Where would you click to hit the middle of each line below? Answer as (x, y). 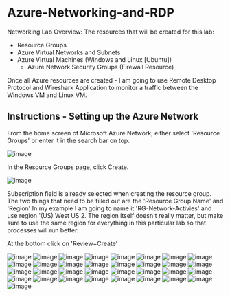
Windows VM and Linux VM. (47, 95)
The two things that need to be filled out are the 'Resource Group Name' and (115, 201)
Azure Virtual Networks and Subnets (69, 52)
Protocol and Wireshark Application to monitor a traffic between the (103, 87)
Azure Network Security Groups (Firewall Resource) (101, 67)
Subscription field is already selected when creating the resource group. (109, 193)
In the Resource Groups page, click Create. (68, 167)
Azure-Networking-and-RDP (91, 13)
